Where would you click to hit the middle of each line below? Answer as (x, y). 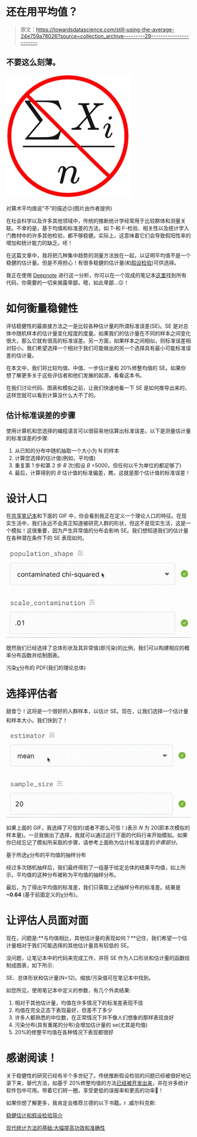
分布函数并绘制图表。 (37, 655)
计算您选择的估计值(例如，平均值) (55, 458)
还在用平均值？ (42, 12)
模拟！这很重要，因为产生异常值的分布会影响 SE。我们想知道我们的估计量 (100, 531)
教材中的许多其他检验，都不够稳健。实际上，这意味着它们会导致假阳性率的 (101, 235)
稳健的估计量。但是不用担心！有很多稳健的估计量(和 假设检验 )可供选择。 (93, 262)
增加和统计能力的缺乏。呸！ (40, 242)
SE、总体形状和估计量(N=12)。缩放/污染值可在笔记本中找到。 (80, 978)
